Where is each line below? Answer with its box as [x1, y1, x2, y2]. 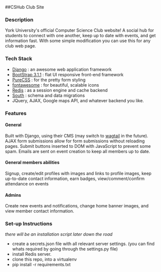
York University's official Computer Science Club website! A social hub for [5, 27, 154, 33]
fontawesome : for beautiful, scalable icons [12, 82, 99, 88]
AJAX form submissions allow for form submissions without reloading [5, 138, 145, 144]
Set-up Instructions [5, 220, 53, 227]
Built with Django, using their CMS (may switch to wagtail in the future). [5, 133, 149, 138]
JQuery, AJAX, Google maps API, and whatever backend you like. [12, 97, 144, 103]
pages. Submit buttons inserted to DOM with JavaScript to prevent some [5, 143, 151, 149]
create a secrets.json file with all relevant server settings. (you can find [12, 241, 155, 247]
